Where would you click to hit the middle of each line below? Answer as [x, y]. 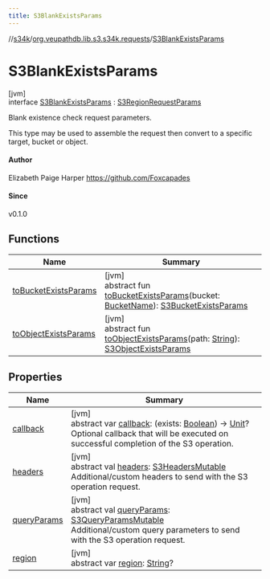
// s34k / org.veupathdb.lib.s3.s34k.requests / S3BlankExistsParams [117, 39]
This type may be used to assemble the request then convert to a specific [131, 133]
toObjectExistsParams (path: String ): [172, 338]
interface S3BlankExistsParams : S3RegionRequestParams [105, 102]
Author [20, 160]
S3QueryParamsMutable [118, 520]
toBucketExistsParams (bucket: [162, 296]
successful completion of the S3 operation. [153, 443]
